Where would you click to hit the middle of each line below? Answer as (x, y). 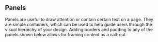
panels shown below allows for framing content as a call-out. (66, 34)
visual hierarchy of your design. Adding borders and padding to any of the (79, 29)
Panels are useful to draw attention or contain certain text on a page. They (79, 19)
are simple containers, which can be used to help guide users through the (79, 24)
